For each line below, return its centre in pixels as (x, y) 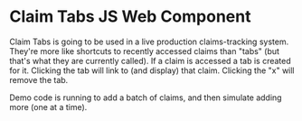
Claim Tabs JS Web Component (130, 17)
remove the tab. (39, 79)
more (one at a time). (48, 107)
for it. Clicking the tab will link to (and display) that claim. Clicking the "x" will (152, 70)
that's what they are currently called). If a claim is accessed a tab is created (150, 60)
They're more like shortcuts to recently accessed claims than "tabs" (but (145, 51)
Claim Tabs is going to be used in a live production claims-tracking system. (149, 42)
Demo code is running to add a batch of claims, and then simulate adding (146, 98)
